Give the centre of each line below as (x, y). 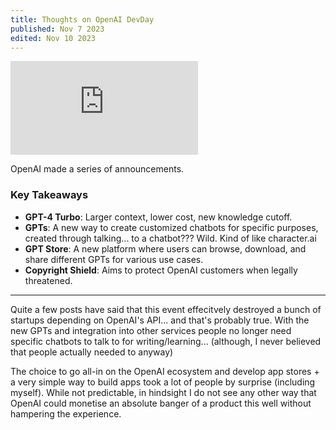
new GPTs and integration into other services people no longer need (151, 330)
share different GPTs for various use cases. (114, 259)
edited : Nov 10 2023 (53, 38)
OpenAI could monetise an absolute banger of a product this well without (161, 403)
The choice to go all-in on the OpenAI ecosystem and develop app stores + (165, 371)
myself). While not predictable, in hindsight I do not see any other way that (163, 392)
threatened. (48, 280)
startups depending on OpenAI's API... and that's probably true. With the (160, 320)
